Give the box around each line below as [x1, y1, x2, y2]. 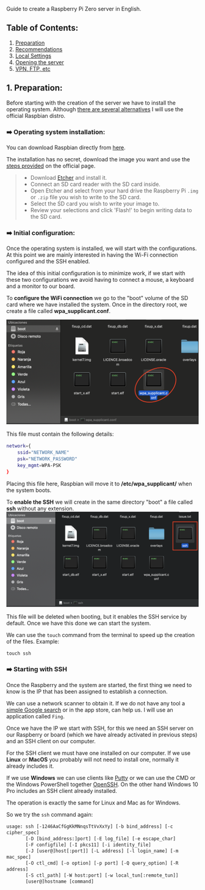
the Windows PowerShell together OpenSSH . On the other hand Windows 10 [6, 781, 198, 788]
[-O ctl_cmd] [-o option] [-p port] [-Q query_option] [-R [25, 860, 179, 866]
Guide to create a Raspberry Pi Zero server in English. [6, 6, 142, 12]
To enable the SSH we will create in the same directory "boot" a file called [6, 498, 193, 506]
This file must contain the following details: [6, 430, 114, 438]
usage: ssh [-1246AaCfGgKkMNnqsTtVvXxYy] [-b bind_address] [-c [6, 823, 173, 829]
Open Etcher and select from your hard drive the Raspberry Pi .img [30, 186, 199, 194]
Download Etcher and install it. [30, 174, 107, 181]
